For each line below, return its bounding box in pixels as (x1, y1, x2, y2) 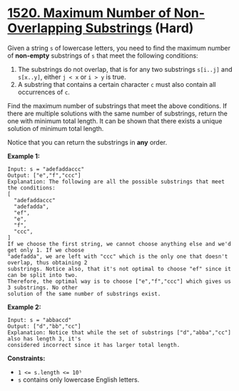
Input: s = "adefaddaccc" (7, 165, 84, 172)
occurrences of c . (17, 88, 70, 96)
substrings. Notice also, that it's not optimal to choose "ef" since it (7, 265, 232, 272)
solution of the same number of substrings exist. (7, 290, 161, 297)
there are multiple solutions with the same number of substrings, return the (7, 109, 228, 118)
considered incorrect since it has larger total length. (7, 341, 180, 348)
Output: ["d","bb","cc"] (7, 323, 81, 330)
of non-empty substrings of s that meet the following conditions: (7, 51, 198, 60)
